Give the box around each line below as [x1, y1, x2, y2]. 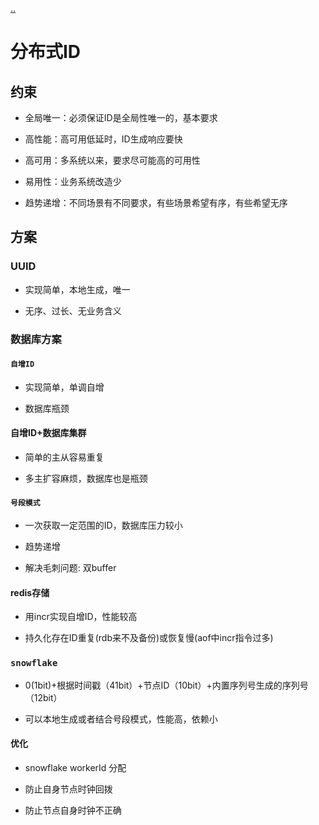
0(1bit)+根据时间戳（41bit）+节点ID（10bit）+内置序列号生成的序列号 [24, 679, 309, 691]
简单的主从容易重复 [24, 451, 105, 463]
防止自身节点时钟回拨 [24, 783, 113, 795]
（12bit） [24, 691, 63, 703]
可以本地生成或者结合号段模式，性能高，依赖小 [24, 713, 218, 725]
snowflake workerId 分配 [24, 761, 127, 773]
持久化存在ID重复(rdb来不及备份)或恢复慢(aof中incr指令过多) [24, 632, 274, 644]
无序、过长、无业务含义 [24, 304, 122, 317]
